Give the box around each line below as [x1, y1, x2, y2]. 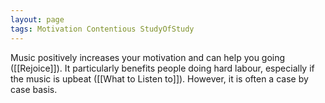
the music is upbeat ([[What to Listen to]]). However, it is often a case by [10, 72, 309, 85]
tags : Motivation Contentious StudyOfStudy [10, 24, 195, 34]
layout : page [10, 14, 65, 25]
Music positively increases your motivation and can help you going [10, 51, 286, 63]
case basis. [10, 83, 58, 95]
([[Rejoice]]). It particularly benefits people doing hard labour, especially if [10, 62, 315, 74]
